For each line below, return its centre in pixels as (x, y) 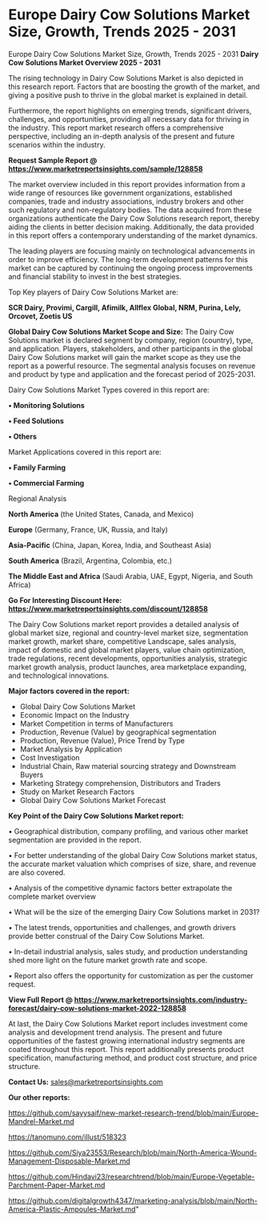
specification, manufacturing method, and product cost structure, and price (133, 1058)
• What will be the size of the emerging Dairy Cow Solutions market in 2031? (134, 912)
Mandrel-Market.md (41, 1121)
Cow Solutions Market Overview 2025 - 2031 (85, 63)
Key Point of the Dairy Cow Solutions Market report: (96, 815)
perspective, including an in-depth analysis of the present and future (122, 136)
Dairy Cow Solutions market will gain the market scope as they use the (125, 357)
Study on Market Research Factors (77, 791)
